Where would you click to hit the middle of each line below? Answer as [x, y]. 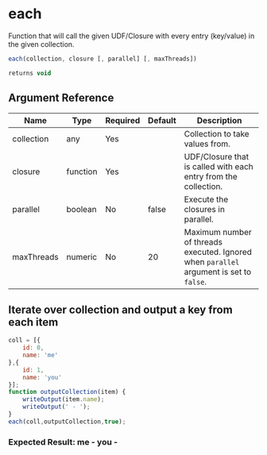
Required [123, 120]
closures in [204, 209]
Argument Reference [61, 98]
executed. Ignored [218, 252]
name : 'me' [41, 355]
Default [162, 120]
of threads [203, 241]
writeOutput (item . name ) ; [64, 399]
